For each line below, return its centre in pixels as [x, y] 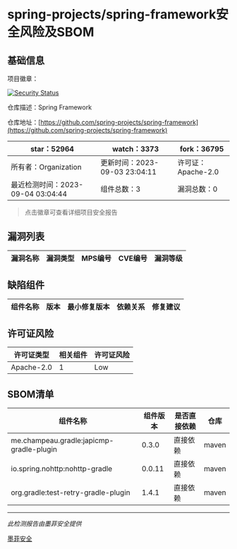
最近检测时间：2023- [47, 185]
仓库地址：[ [24, 122]
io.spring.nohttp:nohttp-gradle [62, 469]
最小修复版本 [89, 306]
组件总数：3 [121, 189]
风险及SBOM [57, 32]
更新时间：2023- [130, 163]
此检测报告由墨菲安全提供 [44, 524]
